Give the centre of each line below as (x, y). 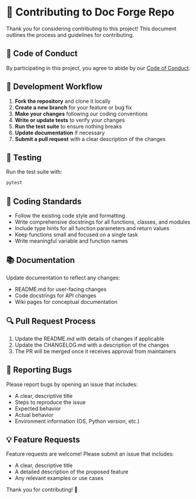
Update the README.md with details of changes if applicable (89, 338)
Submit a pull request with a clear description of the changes (90, 139)
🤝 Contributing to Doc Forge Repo (90, 12)
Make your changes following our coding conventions (81, 114)
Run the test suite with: (34, 172)
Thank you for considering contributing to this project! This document (91, 29)
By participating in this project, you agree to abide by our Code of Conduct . (98, 68)
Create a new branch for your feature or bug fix (73, 107)
